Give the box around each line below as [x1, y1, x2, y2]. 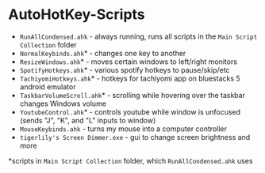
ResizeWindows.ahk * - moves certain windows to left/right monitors [19, 57, 238, 66]
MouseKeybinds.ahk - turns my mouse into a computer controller [19, 124, 228, 134]
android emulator [19, 81, 76, 92]
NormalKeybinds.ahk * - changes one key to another [19, 48, 186, 58]
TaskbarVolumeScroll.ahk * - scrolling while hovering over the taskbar [19, 90, 246, 100]
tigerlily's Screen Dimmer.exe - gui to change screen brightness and [19, 132, 251, 141]
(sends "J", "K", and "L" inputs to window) [19, 115, 156, 125]
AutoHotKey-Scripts [8, 6, 145, 24]
